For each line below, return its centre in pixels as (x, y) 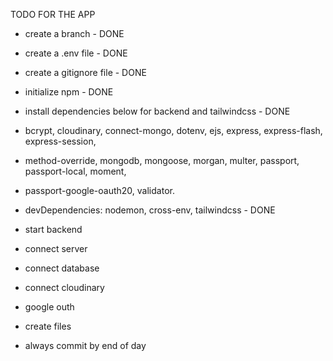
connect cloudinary (64, 287)
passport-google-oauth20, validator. (99, 190)
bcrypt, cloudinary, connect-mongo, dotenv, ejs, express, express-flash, (173, 130)
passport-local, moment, (75, 171)
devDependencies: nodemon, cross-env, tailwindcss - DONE (150, 210)
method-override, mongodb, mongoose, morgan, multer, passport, (162, 160)
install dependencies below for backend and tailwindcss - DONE (157, 111)
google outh (49, 307)
